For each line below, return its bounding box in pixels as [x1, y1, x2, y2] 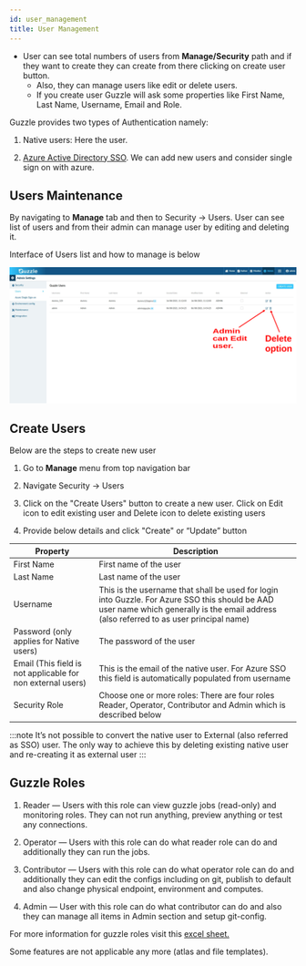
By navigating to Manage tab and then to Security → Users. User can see [9, 212, 285, 223]
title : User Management [9, 24, 100, 34]
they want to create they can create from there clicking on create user [22, 60, 286, 71]
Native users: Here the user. [22, 134, 128, 145]
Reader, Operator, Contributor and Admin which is [98, 700, 286, 711]
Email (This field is [13, 658, 82, 669]
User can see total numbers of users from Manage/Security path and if [22, 50, 292, 61]
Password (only [13, 625, 73, 637]
